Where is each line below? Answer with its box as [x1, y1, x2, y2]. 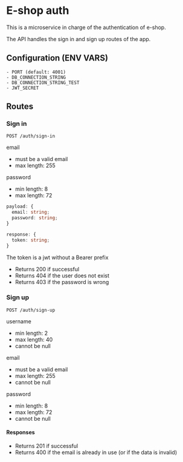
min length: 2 [14, 329, 48, 337]
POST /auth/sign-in [6, 133, 56, 139]
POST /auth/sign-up [6, 307, 56, 313]
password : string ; [11, 215, 59, 221]
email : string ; [11, 210, 50, 216]
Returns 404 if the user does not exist [14, 272, 110, 279]
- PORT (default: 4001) [6, 69, 66, 75]
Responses [6, 429, 35, 436]
